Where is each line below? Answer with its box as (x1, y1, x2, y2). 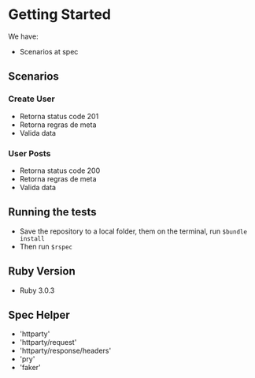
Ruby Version (8, 264, 76, 278)
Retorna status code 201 (19, 111, 99, 121)
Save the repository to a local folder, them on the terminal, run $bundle (19, 226, 248, 236)
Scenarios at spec (19, 47, 79, 56)
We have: (8, 32, 39, 41)
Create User (8, 93, 55, 104)
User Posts (8, 148, 51, 159)
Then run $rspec (19, 241, 73, 251)
